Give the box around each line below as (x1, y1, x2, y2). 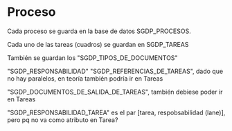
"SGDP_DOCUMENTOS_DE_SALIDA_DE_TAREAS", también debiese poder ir (7, 88, 223, 96)
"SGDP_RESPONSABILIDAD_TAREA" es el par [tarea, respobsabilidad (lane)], (7, 108, 226, 117)
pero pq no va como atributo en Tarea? (7, 115, 118, 124)
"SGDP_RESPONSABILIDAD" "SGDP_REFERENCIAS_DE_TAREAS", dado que (7, 67, 224, 75)
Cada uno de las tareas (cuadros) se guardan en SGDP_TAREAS (7, 40, 189, 48)
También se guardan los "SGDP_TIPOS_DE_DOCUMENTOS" (7, 53, 178, 62)
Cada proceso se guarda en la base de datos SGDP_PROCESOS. (7, 27, 192, 35)
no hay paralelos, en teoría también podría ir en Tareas (7, 74, 163, 83)
